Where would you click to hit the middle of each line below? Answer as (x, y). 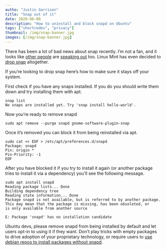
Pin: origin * (20, 150)
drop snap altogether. (27, 62)
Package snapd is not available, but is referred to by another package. (83, 200)
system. (13, 77)
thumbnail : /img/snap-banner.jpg (40, 33)
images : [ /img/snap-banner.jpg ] (38, 38)
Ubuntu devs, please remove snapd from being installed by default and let (81, 226)
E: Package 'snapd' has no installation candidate (58, 217)
